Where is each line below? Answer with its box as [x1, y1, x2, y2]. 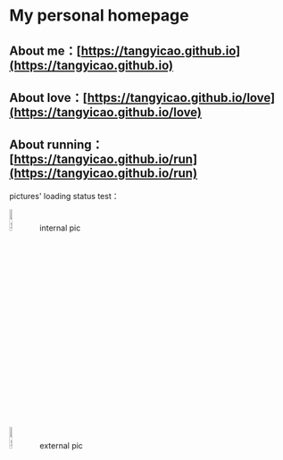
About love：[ [9, 90, 87, 105]
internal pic [39, 222, 81, 233]
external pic [39, 439, 83, 451]
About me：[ [9, 43, 82, 58]
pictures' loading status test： [9, 190, 120, 201]
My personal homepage [9, 5, 189, 26]
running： [46, 138, 104, 153]
